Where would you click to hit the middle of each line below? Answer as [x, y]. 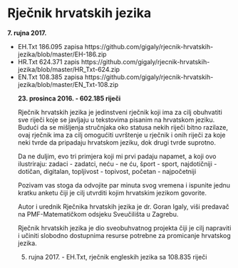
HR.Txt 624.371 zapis [48, 61]
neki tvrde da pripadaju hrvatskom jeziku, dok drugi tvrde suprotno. [117, 142]
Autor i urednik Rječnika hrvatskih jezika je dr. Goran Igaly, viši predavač [123, 206]
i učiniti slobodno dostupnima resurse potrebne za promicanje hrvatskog [124, 235]
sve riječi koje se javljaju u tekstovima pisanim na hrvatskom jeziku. [116, 120]
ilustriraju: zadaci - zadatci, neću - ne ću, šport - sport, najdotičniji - [117, 164]
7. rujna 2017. [27, 33]
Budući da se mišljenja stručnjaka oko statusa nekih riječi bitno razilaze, [123, 127]
